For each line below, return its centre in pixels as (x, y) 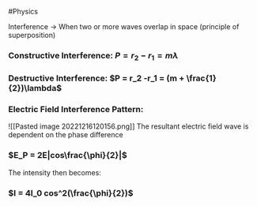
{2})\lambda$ (35, 88)
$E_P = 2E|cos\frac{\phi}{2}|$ (68, 155)
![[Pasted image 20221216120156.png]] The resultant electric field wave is (128, 126)
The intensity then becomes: (55, 172)
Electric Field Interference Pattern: (76, 110)
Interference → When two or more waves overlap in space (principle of (124, 26)
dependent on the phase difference (66, 135)
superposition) (32, 35)
